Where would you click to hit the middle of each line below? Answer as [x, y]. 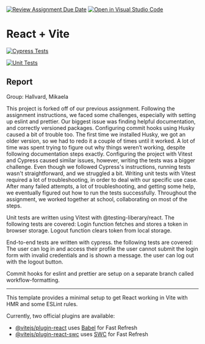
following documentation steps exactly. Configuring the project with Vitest [99, 154]
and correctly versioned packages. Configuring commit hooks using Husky [101, 127]
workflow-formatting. [33, 280]
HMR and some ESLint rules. [42, 304]
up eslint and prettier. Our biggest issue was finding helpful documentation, [101, 121]
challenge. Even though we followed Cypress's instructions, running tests [99, 167]
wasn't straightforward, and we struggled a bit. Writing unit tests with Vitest [101, 173]
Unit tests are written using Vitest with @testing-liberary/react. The [91, 217]
